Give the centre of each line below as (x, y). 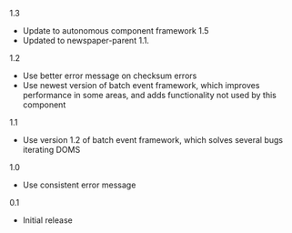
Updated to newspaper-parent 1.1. (86, 41)
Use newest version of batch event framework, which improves (141, 85)
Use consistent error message (79, 185)
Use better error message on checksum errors (110, 76)
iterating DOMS (51, 150)
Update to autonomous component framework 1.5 (116, 30)
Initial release (47, 220)
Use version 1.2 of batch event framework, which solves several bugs (153, 140)
